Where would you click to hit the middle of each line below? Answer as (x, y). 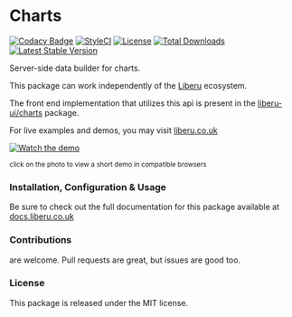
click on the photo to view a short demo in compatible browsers (108, 164)
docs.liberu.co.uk (42, 216)
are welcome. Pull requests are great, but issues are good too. (125, 260)
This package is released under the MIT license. (99, 303)
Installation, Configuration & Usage (88, 187)
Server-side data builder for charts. (75, 68)
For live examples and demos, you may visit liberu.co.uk (114, 130)
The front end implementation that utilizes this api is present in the (132, 103)
